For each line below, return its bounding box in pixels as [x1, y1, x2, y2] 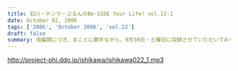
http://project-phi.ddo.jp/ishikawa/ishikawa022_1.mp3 [7, 56, 164, 64]
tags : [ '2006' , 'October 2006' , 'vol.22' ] [7, 23, 135, 30]
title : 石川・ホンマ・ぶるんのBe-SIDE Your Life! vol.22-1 [7, 10, 174, 18]
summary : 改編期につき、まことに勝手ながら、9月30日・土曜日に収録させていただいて [7, 37, 225, 44]
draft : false [7, 30, 46, 37]
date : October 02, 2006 [7, 17, 78, 24]
